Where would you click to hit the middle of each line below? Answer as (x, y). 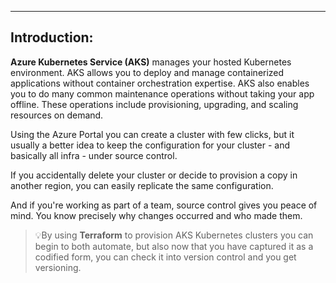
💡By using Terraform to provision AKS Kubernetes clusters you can (174, 235)
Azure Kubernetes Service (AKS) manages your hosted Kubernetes (151, 62)
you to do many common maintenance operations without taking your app (162, 93)
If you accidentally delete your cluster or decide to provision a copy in (154, 175)
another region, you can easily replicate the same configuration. (142, 185)
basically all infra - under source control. (94, 155)
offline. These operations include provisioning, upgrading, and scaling (154, 104)
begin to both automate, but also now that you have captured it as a (174, 246)
